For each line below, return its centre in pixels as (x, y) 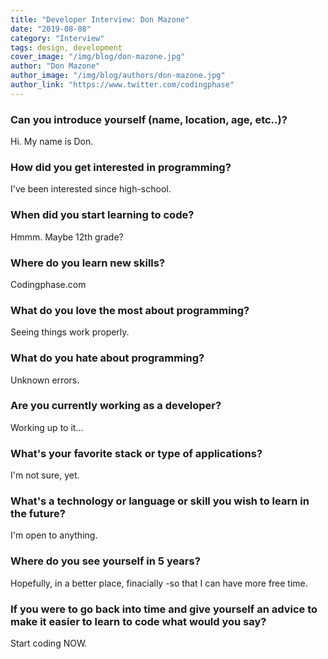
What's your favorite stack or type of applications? (136, 453)
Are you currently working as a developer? (116, 406)
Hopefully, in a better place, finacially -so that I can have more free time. (159, 583)
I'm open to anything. (54, 535)
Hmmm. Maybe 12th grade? (67, 237)
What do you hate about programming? (107, 358)
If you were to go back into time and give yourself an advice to (164, 609)
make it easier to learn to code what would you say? (138, 621)
